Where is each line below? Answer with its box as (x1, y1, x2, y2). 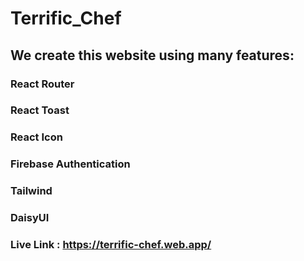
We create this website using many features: (10, 47, 295, 64)
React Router (10, 77, 75, 91)
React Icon (10, 130, 63, 144)
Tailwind (10, 184, 53, 198)
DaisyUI (10, 211, 50, 225)
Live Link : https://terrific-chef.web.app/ (10, 238, 212, 252)
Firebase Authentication (10, 157, 131, 171)
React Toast (10, 103, 70, 117)
